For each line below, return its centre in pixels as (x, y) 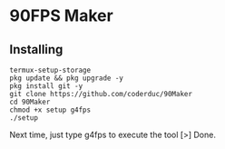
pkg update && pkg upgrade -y (67, 78)
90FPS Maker (61, 16)
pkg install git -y (46, 86)
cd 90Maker (30, 102)
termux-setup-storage (50, 70)
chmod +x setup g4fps (50, 110)
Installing (36, 50)
